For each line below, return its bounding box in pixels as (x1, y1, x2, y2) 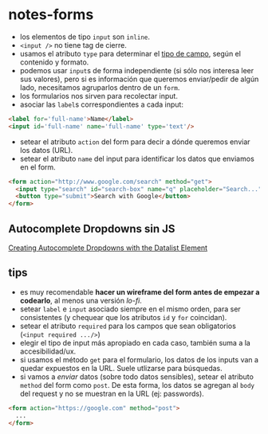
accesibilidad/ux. (19, 346, 77, 356)
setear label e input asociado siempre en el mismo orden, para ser (19, 304, 241, 314)
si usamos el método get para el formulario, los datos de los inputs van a (19, 354, 259, 364)
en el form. (19, 162, 56, 172)
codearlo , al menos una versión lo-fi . (19, 295, 142, 305)
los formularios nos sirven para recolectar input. (19, 91, 178, 100)
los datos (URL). (19, 145, 73, 154)
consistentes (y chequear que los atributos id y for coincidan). (19, 312, 227, 322)
